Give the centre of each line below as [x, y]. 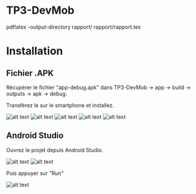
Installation [35, 51]
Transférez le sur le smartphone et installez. [60, 105]
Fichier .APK [30, 73]
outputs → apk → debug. [37, 94]
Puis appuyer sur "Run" [35, 173]
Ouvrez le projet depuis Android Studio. [55, 150]
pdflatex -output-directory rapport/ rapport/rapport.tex [74, 27]
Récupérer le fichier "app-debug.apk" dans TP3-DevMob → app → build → [99, 87]
